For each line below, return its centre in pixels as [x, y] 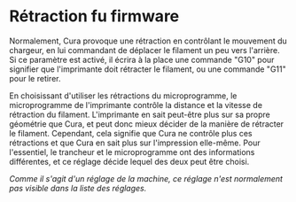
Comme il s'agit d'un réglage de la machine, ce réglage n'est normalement [146, 178]
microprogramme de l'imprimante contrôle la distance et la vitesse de [136, 105]
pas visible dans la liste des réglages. [78, 188]
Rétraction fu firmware [94, 16]
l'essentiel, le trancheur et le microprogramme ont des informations [132, 151]
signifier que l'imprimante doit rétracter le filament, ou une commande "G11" [148, 69]
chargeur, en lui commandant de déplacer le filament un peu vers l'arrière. [145, 50]
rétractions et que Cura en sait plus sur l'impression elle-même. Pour [135, 143]
